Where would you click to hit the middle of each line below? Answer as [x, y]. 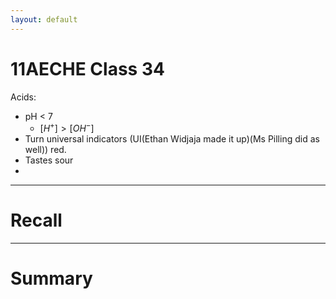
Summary [51, 278]
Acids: [23, 97]
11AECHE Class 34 [87, 68]
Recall [36, 220]
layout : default [44, 19]
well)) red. [45, 150]
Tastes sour [49, 160]
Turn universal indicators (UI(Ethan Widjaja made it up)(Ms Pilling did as [172, 139]
